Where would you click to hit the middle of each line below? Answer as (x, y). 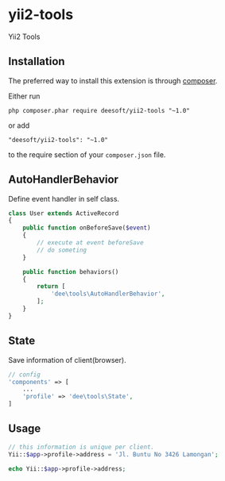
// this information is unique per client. (81, 447)
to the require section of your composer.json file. (87, 154)
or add (19, 125)
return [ (51, 287)
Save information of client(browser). (67, 360)
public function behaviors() (71, 271)
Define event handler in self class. (64, 198)
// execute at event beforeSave (91, 243)
